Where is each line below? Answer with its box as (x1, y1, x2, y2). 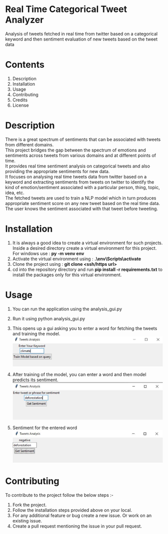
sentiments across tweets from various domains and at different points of (5, 152, 156, 158)
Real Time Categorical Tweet (5, 4, 127, 15)
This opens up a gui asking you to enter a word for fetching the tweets (12, 325, 157, 331)
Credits (12, 97, 28, 103)
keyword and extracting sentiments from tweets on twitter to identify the (5, 179, 154, 185)
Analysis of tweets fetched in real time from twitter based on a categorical (5, 31, 158, 37)
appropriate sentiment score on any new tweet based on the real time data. (5, 200, 160, 206)
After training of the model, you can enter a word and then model (12, 372, 146, 378)
